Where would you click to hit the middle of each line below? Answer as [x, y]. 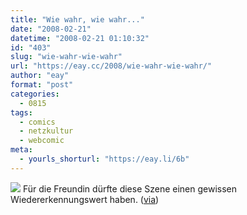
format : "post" [42, 85]
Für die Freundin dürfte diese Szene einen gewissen [130, 188]
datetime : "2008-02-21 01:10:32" [80, 38]
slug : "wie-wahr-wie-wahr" [66, 57]
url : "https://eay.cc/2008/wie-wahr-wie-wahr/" [111, 66]
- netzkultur [46, 131]
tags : [21, 112]
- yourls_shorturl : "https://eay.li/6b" [104, 159]
